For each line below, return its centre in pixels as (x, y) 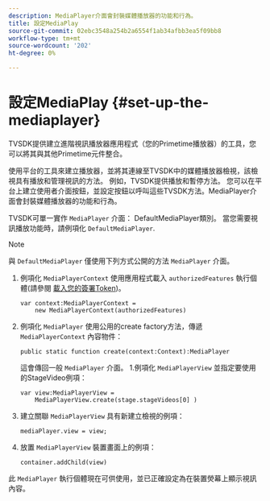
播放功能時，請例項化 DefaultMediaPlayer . (85, 228)
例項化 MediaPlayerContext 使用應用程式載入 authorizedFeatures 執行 (135, 278)
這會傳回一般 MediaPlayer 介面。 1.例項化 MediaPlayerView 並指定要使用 (138, 367)
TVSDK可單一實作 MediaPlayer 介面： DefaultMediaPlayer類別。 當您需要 (130, 217)
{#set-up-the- (160, 103)
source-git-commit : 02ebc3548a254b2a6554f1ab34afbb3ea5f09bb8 (115, 31)
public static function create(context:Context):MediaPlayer (125, 351)
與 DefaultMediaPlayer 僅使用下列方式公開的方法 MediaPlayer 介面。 (121, 261)
